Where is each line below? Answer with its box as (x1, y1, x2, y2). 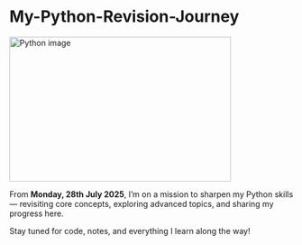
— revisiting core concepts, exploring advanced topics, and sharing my (9, 198, 274, 209)
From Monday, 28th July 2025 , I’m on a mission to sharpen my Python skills (9, 188, 294, 200)
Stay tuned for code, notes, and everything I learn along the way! (9, 225, 251, 236)
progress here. (9, 208, 65, 219)
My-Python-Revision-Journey (9, 6, 240, 27)
